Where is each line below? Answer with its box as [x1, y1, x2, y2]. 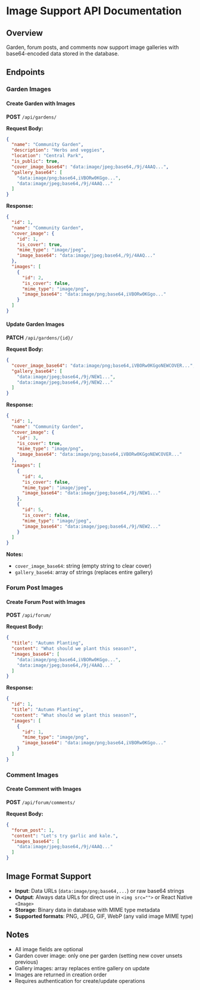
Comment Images [6, 770, 59, 779]
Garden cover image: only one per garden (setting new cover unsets [14, 952, 183, 959]
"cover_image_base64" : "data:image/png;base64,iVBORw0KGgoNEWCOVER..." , [11, 362, 196, 369]
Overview [6, 28, 43, 38]
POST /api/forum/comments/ [6, 798, 76, 805]
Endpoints [6, 67, 45, 77]
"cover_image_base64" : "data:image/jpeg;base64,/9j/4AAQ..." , [11, 164, 169, 170]
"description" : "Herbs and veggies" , [11, 147, 105, 153]
